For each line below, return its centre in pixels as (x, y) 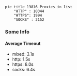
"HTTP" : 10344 (29, 11)
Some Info (17, 31)
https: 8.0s (23, 64)
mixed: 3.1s (23, 54)
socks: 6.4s (23, 70)
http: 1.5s (21, 59)
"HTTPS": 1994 (28, 15)
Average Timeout (23, 43)
